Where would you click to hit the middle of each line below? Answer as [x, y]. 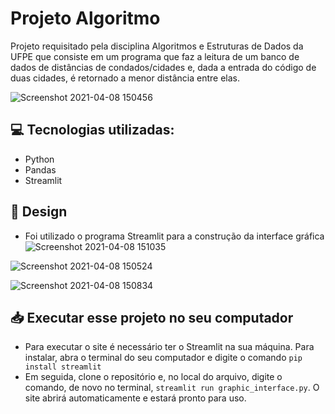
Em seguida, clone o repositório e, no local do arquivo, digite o [153, 377]
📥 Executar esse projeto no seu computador [152, 317]
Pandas [40, 169]
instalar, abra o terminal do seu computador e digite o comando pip [163, 358]
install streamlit [63, 367]
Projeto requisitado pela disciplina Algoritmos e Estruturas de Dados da [157, 46]
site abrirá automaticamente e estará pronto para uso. [135, 398]
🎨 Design [39, 212]
